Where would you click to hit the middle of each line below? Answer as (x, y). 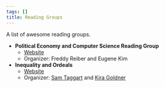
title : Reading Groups (34, 17)
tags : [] (17, 12)
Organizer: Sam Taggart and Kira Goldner (75, 77)
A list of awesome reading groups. (48, 34)
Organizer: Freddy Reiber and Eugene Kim (76, 58)
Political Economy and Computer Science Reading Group (87, 46)
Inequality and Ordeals (44, 65)
